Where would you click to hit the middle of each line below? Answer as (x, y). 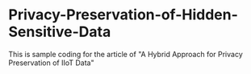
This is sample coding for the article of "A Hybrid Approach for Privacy (126, 54)
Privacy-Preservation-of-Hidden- (123, 15)
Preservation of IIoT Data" (51, 63)
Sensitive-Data (60, 32)
